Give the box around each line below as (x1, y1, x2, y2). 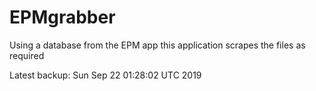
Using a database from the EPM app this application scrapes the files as (9, 39, 306, 51)
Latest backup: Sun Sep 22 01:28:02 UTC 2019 (9, 69, 202, 81)
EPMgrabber (9, 6, 116, 29)
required (9, 49, 45, 61)
